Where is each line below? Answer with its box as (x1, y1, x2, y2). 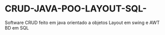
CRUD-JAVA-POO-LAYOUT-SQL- (5, 3, 147, 14)
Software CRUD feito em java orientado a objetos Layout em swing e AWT (5, 19, 160, 25)
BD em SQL (5, 24, 29, 30)
